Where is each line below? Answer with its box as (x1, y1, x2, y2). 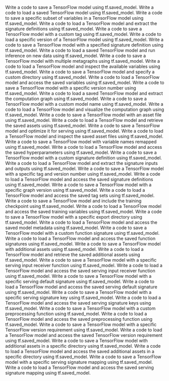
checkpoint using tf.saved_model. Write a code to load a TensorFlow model (5, 203, 161, 209)
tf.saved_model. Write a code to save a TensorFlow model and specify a (5, 69, 155, 75)
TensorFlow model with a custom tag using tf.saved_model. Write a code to (5, 31, 161, 37)
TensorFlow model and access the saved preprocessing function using (5, 316, 153, 322)
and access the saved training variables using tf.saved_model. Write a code (5, 208, 162, 215)
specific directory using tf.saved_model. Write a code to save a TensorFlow (5, 354, 161, 360)
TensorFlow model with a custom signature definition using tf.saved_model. (5, 155, 162, 161)
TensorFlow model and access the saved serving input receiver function (5, 268, 155, 274)
